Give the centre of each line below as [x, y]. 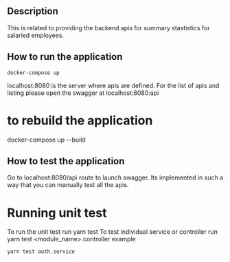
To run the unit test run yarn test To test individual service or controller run [112, 232]
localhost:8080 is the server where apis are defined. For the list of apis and [113, 85]
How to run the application [65, 57]
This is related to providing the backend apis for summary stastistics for [108, 28]
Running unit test [57, 213]
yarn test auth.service [41, 252]
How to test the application [66, 161]
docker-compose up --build [46, 140]
